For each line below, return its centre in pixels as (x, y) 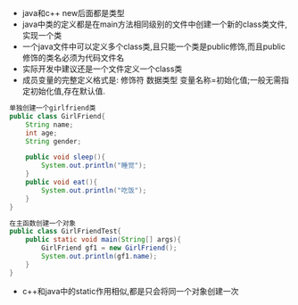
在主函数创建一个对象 (42, 223)
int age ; (41, 133)
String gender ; (54, 141)
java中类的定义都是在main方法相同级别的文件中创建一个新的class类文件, (155, 24)
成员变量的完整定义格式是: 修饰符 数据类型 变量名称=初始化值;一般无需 (152, 80)
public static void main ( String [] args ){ (103, 240)
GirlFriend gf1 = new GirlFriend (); (109, 248)
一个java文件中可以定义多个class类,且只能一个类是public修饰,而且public (154, 46)
